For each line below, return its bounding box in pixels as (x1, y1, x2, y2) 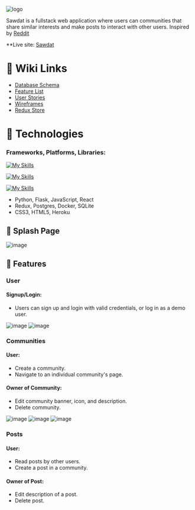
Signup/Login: (6, 291, 43, 298)
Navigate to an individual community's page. (14, 370, 123, 378)
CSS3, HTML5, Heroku (14, 209, 70, 216)
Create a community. (14, 364, 66, 372)
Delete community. (14, 404, 61, 411)
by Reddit (6, 30, 30, 37)
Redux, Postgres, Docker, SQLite (14, 202, 95, 209)
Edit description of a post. (14, 491, 78, 498)
